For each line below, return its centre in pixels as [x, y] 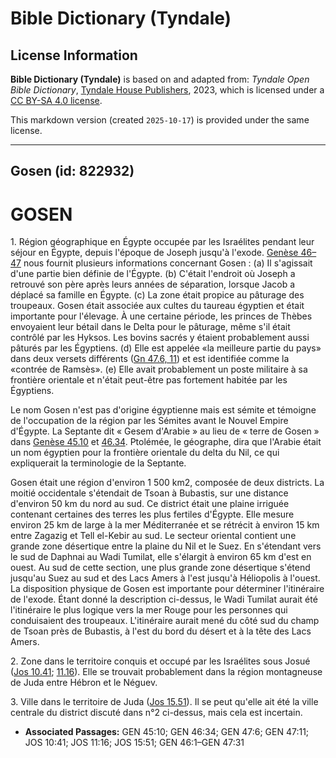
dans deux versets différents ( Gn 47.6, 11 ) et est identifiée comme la [150, 359]
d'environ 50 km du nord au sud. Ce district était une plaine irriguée [150, 504]
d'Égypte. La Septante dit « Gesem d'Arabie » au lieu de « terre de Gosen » [165, 431]
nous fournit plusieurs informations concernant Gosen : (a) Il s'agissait [168, 263]
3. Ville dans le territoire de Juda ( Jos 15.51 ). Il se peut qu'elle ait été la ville [164, 702]
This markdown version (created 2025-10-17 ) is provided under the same [160, 120]
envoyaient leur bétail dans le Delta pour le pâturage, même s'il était [150, 327]
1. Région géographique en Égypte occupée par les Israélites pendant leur [162, 242]
